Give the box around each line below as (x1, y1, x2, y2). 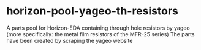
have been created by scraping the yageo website (6, 37, 133, 44)
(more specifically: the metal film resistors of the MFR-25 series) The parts (6, 30, 195, 37)
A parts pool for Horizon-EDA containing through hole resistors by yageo (6, 24, 190, 31)
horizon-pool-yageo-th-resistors (6, 4, 179, 18)
